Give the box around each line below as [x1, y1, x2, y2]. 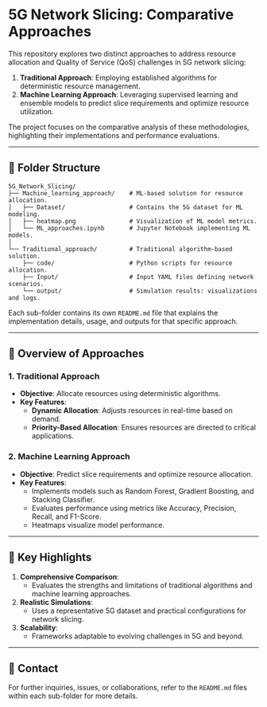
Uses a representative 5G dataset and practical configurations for [31, 606, 246, 615]
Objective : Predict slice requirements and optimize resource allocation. [19, 469, 253, 479]
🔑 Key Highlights [8, 551, 92, 564]
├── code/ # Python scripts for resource [22, 259, 233, 267]
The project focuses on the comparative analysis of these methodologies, [8, 122, 250, 132]
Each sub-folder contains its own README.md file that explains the [8, 308, 219, 317]
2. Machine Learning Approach [8, 451, 130, 462]
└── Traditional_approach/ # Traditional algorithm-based [8, 245, 233, 253]
